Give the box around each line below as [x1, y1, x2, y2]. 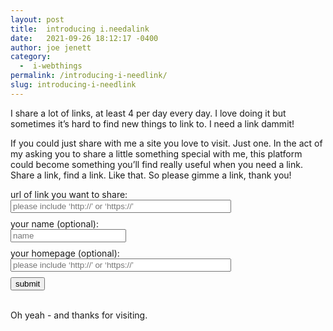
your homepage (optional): [10, 247, 120, 259]
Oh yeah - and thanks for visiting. [10, 309, 148, 321]
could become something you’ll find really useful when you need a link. [10, 158, 303, 170]
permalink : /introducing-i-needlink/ [10, 71, 168, 81]
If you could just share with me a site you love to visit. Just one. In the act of [10, 137, 323, 149]
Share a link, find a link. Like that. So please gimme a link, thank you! [10, 169, 292, 181]
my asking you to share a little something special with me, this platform [10, 147, 303, 160]
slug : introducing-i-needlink [10, 80, 137, 90]
